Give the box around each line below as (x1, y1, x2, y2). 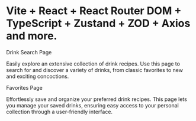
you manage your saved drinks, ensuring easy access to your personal (6, 102, 179, 109)
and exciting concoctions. (6, 73, 69, 80)
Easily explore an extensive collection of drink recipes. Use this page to (6, 60, 181, 67)
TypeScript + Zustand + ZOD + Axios (6, 17, 191, 30)
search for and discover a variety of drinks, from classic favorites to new (6, 66, 184, 73)
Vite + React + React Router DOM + (6, 4, 182, 18)
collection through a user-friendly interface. (6, 108, 113, 115)
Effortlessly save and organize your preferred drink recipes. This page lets (6, 96, 188, 103)
